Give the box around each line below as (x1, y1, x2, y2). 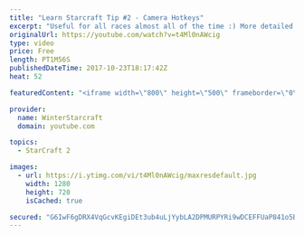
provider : (9, 105, 47, 114)
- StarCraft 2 (17, 146, 71, 155)
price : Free (9, 47, 54, 56)
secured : (9, 212, 43, 221)
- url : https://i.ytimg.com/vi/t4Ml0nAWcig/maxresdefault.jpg (17, 171, 257, 180)
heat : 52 (9, 72, 43, 81)
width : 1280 (25, 179, 71, 188)
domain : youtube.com (17, 121, 95, 131)
